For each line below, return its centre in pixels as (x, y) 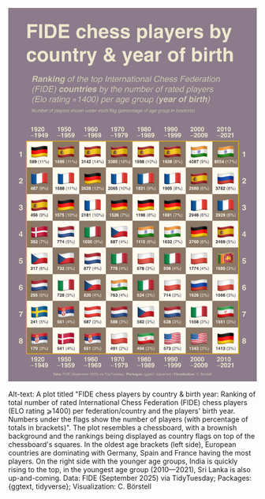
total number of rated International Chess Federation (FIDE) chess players (128, 402)
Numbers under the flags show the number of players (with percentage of (128, 419)
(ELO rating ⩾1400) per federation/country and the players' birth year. (122, 411)
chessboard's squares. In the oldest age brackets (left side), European (122, 444)
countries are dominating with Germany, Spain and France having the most (130, 452)
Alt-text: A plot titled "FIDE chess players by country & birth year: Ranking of (132, 394)
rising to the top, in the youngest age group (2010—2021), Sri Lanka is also (129, 469)
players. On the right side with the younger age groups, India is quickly (123, 461)
